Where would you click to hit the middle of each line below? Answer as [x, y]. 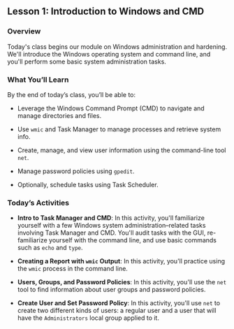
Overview [24, 31]
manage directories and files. [59, 115]
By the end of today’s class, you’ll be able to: [72, 94]
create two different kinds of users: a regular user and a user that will [117, 311]
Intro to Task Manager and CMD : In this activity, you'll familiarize [111, 218]
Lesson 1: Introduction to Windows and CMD [106, 12]
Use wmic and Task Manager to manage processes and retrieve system [119, 129]
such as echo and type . [50, 248]
